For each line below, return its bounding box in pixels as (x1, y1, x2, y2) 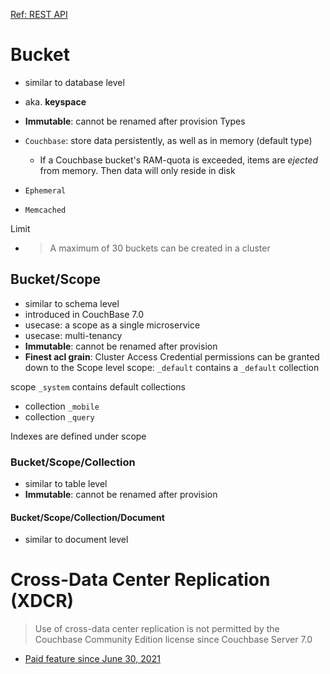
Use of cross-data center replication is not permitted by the (34, 623, 280, 635)
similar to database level (24, 76, 125, 88)
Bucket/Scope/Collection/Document (10, 511, 165, 523)
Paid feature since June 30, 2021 (24, 653, 161, 665)
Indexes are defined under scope (10, 430, 147, 442)
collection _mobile (24, 400, 100, 412)
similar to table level (24, 478, 108, 490)
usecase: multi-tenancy (24, 329, 123, 341)
